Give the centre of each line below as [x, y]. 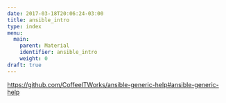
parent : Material [45, 46]
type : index [24, 26]
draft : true [24, 65]
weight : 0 [34, 59]
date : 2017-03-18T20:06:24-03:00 [55, 13]
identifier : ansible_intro [59, 53]
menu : [15, 33]
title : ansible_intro [38, 20]
